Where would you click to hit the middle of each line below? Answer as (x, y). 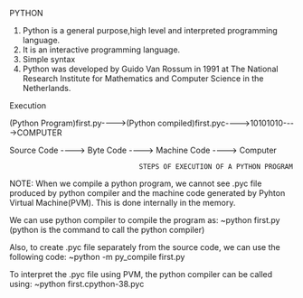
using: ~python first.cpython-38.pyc (77, 284)
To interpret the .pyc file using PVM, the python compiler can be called (141, 274)
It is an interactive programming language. (101, 50)
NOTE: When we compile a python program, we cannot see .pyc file (136, 183)
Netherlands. (47, 88)
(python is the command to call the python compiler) (107, 230)
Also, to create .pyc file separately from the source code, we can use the (145, 247)
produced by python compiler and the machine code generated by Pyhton (147, 193)
